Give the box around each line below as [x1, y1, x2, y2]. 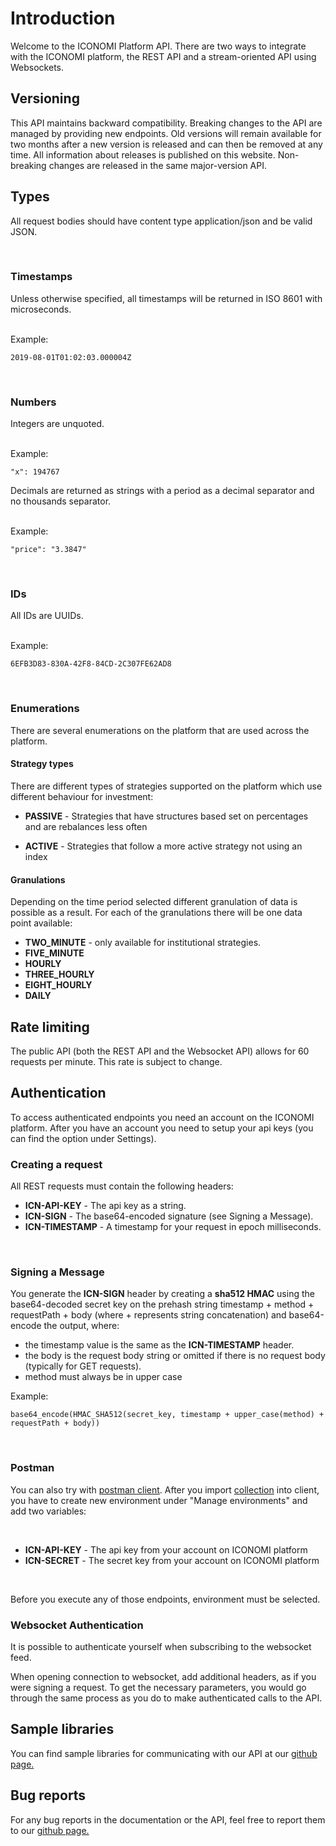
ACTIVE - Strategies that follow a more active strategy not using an [24, 840, 303, 852]
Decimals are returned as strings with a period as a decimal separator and [10, 485, 315, 497]
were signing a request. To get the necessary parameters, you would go [10, 1681, 307, 1693]
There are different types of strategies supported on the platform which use [10, 780, 323, 792]
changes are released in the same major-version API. [48, 159, 267, 171]
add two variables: [10, 1505, 87, 1517]
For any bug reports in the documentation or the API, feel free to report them [10, 1813, 326, 1826]
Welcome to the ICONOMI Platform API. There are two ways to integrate [10, 40, 307, 52]
